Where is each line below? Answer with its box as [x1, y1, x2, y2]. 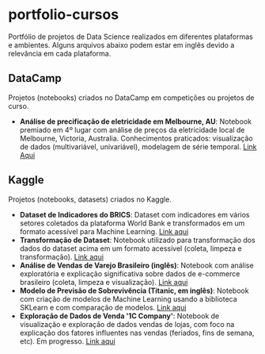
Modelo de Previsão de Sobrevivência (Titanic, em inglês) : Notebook [19, 286, 249, 295]
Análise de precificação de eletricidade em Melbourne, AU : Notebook [19, 117, 252, 126]
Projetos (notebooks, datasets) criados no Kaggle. [8, 194, 172, 204]
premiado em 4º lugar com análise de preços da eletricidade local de [19, 125, 245, 134]
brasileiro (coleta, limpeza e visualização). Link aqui [19, 277, 188, 287]
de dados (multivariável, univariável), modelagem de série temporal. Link [19, 141, 257, 152]
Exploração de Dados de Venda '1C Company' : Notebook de [19, 311, 220, 321]
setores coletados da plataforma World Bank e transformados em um [19, 218, 245, 228]
